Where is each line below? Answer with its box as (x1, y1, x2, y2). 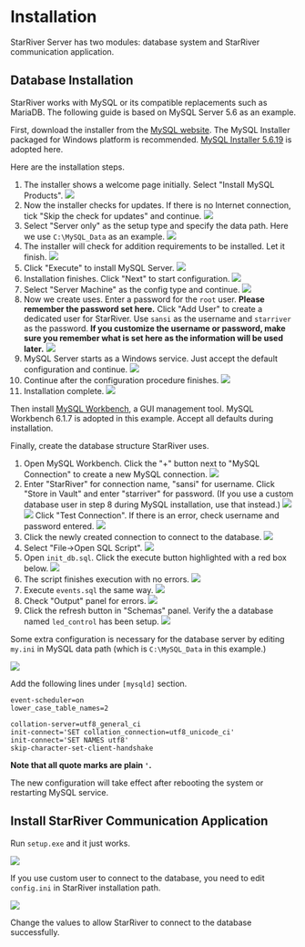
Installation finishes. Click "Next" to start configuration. (23, 273, 230, 284)
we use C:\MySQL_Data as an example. (23, 231, 165, 242)
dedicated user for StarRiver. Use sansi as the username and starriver (23, 313, 292, 324)
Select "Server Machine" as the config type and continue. (23, 284, 240, 295)
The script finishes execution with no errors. (23, 573, 190, 585)
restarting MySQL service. (10, 786, 108, 797)
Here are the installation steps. (10, 161, 126, 172)
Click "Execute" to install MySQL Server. (23, 262, 175, 273)
